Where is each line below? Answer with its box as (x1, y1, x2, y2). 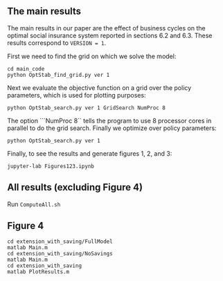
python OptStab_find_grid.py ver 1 (7, 71, 110, 78)
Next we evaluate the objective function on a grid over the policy (7, 83, 192, 92)
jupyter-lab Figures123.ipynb (7, 163, 95, 170)
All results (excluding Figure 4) (7, 181, 143, 193)
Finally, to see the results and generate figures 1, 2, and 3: (7, 149, 172, 158)
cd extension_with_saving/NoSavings (7, 251, 113, 257)
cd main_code (7, 65, 45, 72)
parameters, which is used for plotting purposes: (7, 91, 147, 99)
